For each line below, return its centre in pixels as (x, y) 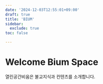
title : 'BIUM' (20, 19)
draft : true (18, 14)
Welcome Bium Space (52, 62)
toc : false (17, 33)
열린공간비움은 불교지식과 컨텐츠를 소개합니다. (50, 76)
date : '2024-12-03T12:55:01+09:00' (42, 10)
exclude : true (24, 28)
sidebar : (14, 24)
